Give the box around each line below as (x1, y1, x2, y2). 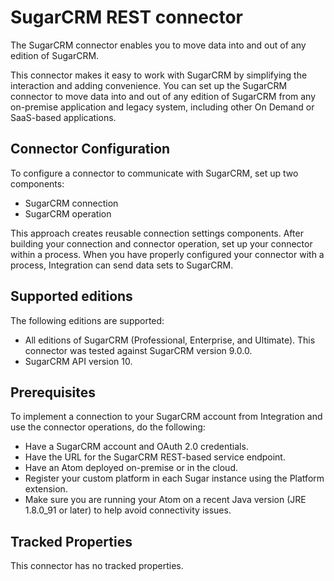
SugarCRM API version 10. (24, 355, 133, 367)
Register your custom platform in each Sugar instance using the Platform (24, 472, 325, 485)
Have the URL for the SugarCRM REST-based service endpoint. (24, 451, 286, 463)
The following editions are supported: (10, 314, 165, 326)
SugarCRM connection (24, 197, 119, 209)
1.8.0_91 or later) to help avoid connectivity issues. (24, 504, 232, 516)
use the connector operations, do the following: (10, 421, 206, 433)
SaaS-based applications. (10, 111, 117, 123)
